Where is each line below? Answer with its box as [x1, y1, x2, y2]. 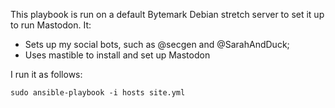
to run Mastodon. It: [10, 19, 92, 31]
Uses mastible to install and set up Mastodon [24, 49, 211, 61]
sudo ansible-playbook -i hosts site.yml [10, 88, 186, 98]
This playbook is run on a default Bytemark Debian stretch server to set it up [10, 9, 325, 20]
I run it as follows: [10, 69, 83, 80]
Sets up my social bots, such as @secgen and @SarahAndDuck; [24, 39, 290, 50]
